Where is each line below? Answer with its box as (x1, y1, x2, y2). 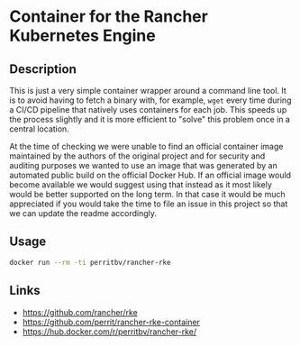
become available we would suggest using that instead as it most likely (9, 179, 273, 190)
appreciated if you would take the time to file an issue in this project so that (9, 198, 288, 209)
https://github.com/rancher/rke (22, 306, 138, 317)
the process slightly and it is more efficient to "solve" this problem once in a (9, 114, 291, 124)
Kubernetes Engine (9, 25, 156, 46)
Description (9, 61, 77, 77)
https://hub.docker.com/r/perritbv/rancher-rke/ (22, 326, 197, 337)
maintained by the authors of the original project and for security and (9, 150, 266, 161)
